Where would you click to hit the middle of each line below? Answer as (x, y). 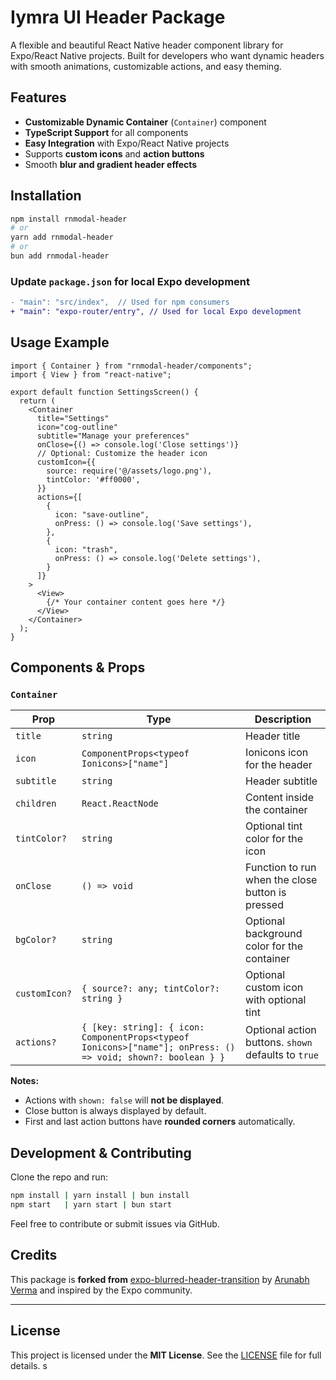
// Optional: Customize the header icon (122, 453)
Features (38, 97)
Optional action (281, 1030)
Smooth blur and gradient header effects (111, 164)
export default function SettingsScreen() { (104, 392)
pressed (264, 905)
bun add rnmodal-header (60, 256)
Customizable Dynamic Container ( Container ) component (145, 122)
